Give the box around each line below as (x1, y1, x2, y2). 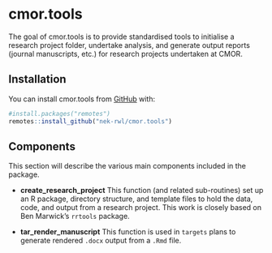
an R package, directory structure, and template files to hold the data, (19, 194, 253, 204)
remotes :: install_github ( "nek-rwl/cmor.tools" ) (8, 117, 173, 126)
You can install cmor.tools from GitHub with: (8, 94, 156, 104)
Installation (8, 72, 67, 86)
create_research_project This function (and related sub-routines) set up (19, 186, 264, 195)
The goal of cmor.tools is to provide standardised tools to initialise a (8, 32, 235, 41)
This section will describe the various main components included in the (8, 161, 246, 171)
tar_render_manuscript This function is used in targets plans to (19, 227, 236, 237)
